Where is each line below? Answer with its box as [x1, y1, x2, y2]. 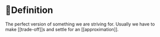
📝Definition [5, 4, 53, 16]
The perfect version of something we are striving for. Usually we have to [5, 21, 155, 27]
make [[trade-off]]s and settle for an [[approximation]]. [5, 26, 119, 32]
